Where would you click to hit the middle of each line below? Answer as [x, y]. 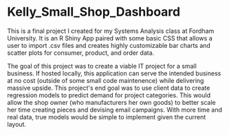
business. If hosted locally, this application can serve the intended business [114, 73]
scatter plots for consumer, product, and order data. [81, 53]
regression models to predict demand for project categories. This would [109, 95]
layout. [17, 124]
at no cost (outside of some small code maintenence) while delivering [106, 80]
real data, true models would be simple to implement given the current [107, 116]
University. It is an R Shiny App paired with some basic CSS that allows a [110, 38]
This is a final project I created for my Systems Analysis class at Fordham [111, 31]
